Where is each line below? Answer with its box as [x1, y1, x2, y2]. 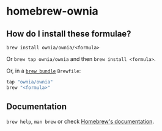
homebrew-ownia [6, 4, 99, 18]
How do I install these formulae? [6, 29, 131, 39]
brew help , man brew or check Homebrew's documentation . [6, 118, 155, 125]
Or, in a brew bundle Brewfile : [6, 67, 81, 74]
